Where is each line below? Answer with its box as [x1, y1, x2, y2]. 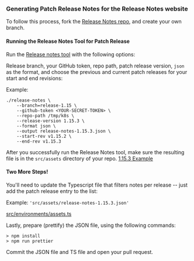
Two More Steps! [6, 168, 49, 175]
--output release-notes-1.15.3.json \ [16, 128, 111, 134]
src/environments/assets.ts [6, 210, 72, 217]
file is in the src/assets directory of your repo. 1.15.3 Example [6, 155, 153, 162]
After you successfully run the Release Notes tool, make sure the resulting [6, 148, 185, 155]
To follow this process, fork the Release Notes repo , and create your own [6, 18, 182, 25]
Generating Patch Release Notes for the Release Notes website [6, 5, 188, 13]
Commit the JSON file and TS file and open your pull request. [6, 248, 154, 255]
